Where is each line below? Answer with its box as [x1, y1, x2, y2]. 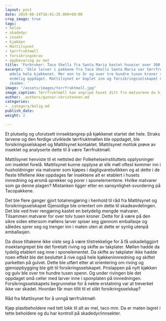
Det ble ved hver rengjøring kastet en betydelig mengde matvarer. [5, 208, 139, 214]
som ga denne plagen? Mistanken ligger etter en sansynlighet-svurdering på [5, 183, 161, 188]
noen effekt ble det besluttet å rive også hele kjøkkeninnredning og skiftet [5, 254, 155, 260]
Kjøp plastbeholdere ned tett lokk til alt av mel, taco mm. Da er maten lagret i [5, 305, 161, 311]
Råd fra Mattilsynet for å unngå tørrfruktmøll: [5, 295, 96, 301]
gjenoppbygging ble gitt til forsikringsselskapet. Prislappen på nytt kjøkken [5, 265, 157, 271]
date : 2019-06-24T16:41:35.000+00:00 [5, 12, 83, 17]
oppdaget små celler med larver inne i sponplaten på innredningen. [5, 275, 142, 281]
